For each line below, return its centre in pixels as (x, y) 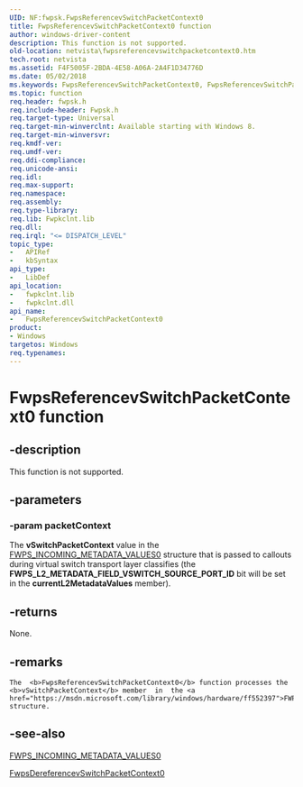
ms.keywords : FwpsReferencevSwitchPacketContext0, (106, 85)
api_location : (36, 286)
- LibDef (30, 278)
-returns (33, 612)
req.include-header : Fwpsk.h (64, 110)
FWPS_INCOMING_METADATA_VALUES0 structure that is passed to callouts (151, 554)
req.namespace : (38, 194)
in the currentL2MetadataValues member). (90, 583)
